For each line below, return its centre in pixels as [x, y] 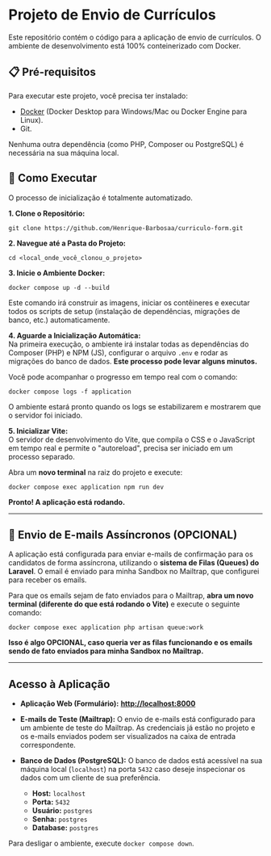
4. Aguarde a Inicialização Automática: [75, 335]
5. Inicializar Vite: [38, 430]
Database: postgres [65, 828]
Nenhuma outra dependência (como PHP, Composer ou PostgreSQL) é [126, 144]
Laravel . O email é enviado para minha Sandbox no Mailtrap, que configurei [134, 572]
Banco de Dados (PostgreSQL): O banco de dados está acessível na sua [141, 761]
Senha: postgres [60, 819]
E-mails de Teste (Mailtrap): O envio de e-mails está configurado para [138, 720]
